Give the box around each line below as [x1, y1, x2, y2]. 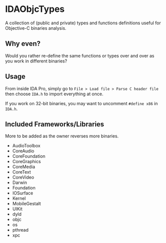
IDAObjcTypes [5, 3, 65, 15]
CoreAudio [12, 148, 35, 154]
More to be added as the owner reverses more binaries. [5, 133, 119, 139]
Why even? [5, 40, 41, 48]
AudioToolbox [12, 143, 41, 149]
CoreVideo [12, 175, 35, 181]
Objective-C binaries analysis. [5, 25, 67, 31]
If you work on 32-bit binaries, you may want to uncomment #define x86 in [5, 100, 158, 106]
